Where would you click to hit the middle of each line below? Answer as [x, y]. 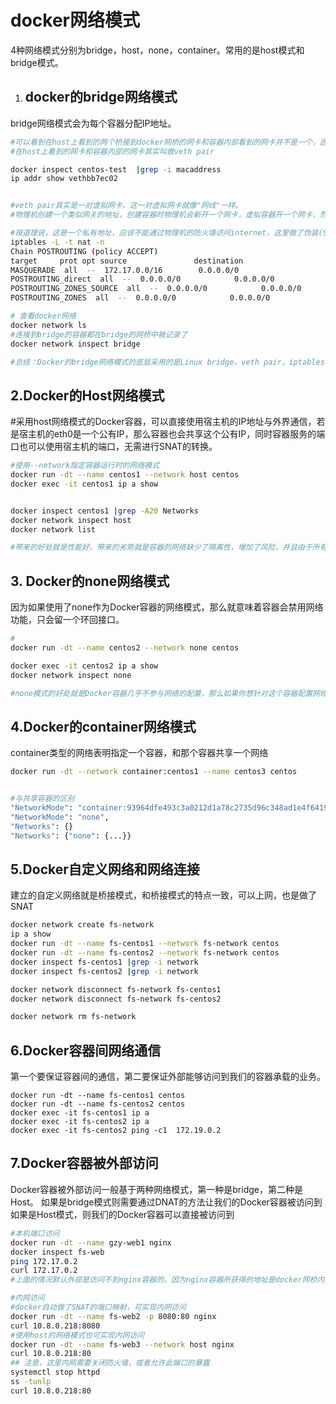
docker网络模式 [75, 20]
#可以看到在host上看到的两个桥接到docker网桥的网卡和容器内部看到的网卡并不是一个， [165, 142]
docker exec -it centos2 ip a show [84, 666]
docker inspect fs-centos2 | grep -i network [104, 971]
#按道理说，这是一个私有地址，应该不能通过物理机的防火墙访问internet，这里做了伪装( [166, 233]
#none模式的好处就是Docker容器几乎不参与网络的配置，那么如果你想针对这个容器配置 [161, 693]
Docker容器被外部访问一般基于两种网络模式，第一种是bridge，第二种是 [156, 1189]
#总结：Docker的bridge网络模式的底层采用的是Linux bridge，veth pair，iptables [167, 362]
